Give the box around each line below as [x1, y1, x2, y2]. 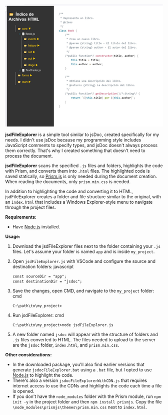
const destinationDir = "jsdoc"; [12, 279, 82, 284]
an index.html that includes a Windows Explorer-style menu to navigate [5, 199, 153, 205]
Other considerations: [5, 351, 52, 358]
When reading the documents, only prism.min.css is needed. [5, 178, 131, 185]
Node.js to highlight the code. [12, 372, 73, 378]
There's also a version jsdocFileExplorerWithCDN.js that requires [12, 377, 147, 383]
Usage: [5, 233, 21, 239]
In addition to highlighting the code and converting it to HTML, [5, 188, 133, 194]
